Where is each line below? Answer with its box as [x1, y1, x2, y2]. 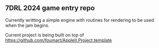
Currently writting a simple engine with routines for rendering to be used [5, 17, 154, 23]
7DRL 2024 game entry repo [5, 4, 95, 12]
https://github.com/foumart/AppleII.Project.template [5, 37, 112, 43]
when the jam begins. [5, 22, 49, 28]
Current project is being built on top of [5, 32, 84, 38]
